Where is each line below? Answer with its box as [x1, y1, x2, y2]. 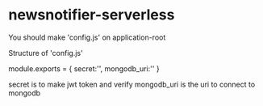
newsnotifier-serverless [8, 6, 175, 24]
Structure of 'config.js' [8, 48, 83, 57]
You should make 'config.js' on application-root [8, 32, 166, 42]
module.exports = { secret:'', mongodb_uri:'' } [8, 63, 160, 74]
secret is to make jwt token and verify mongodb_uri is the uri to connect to [8, 79, 256, 89]
